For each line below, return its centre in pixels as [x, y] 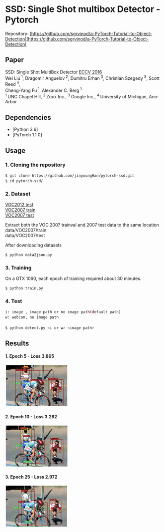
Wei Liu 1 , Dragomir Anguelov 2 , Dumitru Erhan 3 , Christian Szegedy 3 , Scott [82, 77]
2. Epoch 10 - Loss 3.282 [31, 417]
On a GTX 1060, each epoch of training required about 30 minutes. [73, 278]
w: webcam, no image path [32, 317]
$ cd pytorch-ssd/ [24, 181]
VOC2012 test [19, 204]
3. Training [18, 267]
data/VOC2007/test [25, 235]
